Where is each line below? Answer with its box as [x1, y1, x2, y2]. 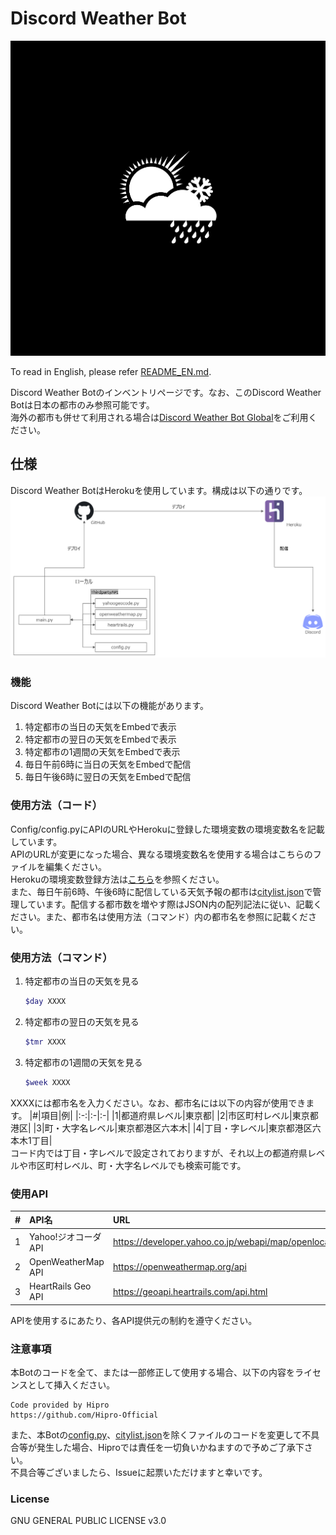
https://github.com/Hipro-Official [10, 1410, 159, 1420]
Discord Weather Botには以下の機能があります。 [10, 700, 210, 712]
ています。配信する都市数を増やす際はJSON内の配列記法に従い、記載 [27, 898, 314, 910]
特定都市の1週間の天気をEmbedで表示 [24, 746, 181, 758]
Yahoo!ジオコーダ [29, 1230, 102, 1242]
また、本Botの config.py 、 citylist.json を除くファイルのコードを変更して [10, 1429, 303, 1441]
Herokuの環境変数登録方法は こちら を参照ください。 [10, 873, 225, 885]
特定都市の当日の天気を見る [24, 975, 140, 987]
